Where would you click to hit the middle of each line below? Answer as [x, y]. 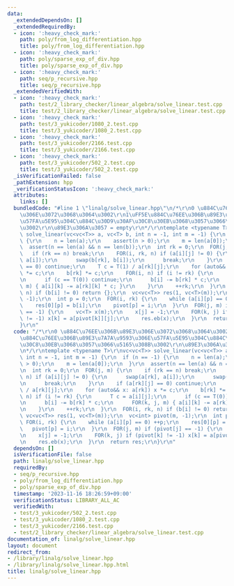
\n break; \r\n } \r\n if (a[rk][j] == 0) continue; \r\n [118, 383]
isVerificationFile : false [53, 455]
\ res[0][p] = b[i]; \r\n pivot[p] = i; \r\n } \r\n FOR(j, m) [121, 306]
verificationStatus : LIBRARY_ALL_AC [67, 500]
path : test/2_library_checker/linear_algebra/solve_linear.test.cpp [121, 105]
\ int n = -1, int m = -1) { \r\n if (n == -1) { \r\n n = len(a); [123, 358]
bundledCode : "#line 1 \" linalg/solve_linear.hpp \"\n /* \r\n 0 [104, 209]
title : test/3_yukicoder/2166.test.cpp [78, 150]
